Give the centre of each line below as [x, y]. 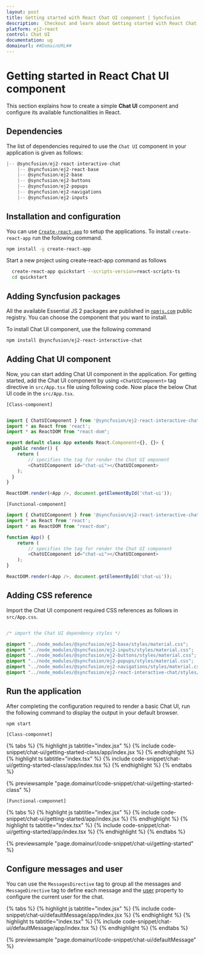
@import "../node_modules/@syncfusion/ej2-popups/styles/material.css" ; [100, 661]
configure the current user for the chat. [55, 897]
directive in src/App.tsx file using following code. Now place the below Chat [102, 387]
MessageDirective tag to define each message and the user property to [95, 890]
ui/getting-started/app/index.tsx [46, 831]
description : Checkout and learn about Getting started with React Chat [102, 23]
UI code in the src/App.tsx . [40, 393]
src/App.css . [22, 617]
